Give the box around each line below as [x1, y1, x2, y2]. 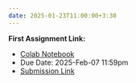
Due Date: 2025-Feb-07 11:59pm [19, 57, 129, 67]
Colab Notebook [19, 49, 75, 58]
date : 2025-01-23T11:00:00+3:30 [8, 11, 117, 20]
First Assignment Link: [8, 34, 86, 43]
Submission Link [19, 65, 75, 76]
